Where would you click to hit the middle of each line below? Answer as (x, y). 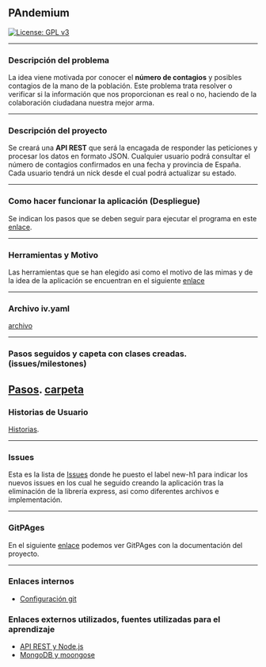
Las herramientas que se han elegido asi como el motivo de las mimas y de (131, 272)
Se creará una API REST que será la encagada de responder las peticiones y (133, 148)
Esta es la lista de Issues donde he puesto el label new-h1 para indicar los (128, 474)
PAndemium (39, 13)
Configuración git (48, 599)
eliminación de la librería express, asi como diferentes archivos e (114, 492)
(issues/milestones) (47, 364)
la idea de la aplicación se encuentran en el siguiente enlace (106, 280)
